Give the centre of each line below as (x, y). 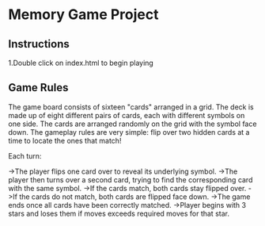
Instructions (39, 44)
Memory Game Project (83, 15)
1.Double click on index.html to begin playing (81, 63)
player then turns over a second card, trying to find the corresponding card (131, 179)
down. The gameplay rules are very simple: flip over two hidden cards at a (129, 132)
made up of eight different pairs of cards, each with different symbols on (127, 115)
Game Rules (38, 88)
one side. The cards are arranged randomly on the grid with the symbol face (132, 124)
